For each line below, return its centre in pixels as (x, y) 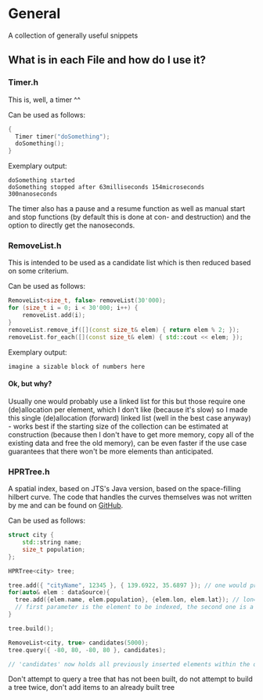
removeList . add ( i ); (54, 315)
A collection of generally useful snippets (73, 35)
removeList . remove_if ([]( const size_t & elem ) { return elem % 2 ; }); (124, 330)
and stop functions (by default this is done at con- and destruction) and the (130, 217)
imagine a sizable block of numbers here (77, 366)
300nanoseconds (33, 194)
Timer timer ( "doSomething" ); (63, 137)
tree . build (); (31, 629)
